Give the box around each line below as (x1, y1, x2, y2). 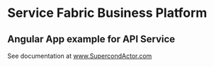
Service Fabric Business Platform (7, 5, 208, 21)
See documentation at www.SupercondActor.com (7, 51, 152, 60)
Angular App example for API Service (7, 33, 176, 45)
